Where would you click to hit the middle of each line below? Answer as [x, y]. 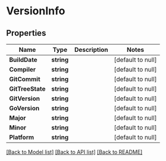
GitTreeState [27, 89]
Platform [22, 137]
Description [91, 50]
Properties [26, 33]
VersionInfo [36, 11]
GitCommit [25, 79]
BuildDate [23, 60]
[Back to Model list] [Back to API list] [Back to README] [74, 152]
